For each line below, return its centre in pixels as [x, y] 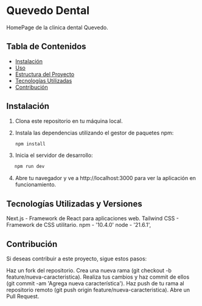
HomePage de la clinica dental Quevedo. [57, 27]
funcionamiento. [36, 185]
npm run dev [30, 167]
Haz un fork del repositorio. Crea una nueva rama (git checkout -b [89, 270]
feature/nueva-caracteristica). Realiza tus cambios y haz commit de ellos [98, 277]
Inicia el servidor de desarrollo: [54, 155]
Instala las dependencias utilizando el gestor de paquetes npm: [94, 133]
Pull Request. [23, 296]
